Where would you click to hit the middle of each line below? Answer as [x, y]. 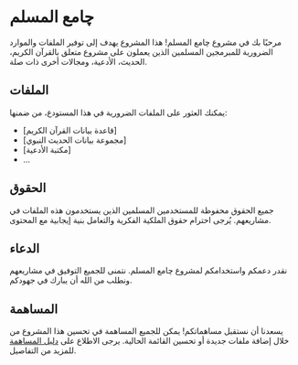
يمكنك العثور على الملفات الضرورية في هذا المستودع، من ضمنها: [118, 113]
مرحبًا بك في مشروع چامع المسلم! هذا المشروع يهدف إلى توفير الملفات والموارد [145, 42]
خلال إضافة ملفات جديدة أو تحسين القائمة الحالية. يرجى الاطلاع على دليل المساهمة [149, 341]
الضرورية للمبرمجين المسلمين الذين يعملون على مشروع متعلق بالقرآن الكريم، [142, 51]
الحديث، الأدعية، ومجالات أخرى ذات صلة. [79, 61]
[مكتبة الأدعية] [47, 149]
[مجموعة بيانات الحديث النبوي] [74, 140]
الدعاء [25, 248]
